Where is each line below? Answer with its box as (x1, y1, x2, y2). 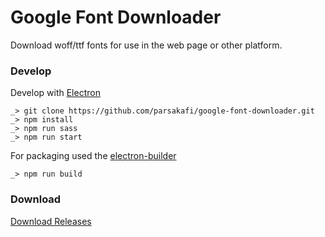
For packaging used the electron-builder (10, 150, 177, 162)
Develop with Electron (10, 87, 101, 99)
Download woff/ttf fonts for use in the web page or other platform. (10, 39, 283, 51)
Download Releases (10, 215, 92, 227)
